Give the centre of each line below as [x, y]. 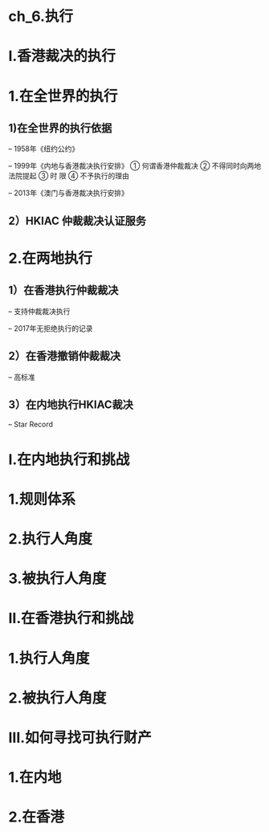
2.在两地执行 [50, 258]
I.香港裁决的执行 [62, 56]
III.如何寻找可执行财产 [80, 738]
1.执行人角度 [49, 658]
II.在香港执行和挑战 [71, 618]
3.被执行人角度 [57, 579]
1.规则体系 [42, 499]
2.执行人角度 [50, 538]
